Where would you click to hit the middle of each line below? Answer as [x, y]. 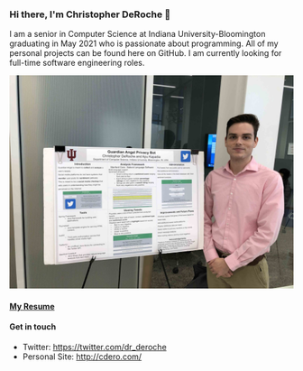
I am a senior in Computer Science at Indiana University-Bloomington [138, 34]
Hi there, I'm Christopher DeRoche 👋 [90, 14]
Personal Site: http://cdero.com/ [82, 357]
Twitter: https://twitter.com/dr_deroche [94, 348]
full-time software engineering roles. [77, 63]
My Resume [32, 306]
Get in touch [33, 327]
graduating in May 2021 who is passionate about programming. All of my [144, 43]
